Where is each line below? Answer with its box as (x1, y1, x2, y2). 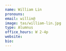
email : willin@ (5, 16, 36, 21)
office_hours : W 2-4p (5, 30, 49, 34)
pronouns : (5, 12, 25, 17)
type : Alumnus (5, 25, 34, 30)
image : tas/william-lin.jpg (5, 20, 62, 26)
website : (5, 34, 23, 39)
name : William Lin (5, 7, 42, 12)
